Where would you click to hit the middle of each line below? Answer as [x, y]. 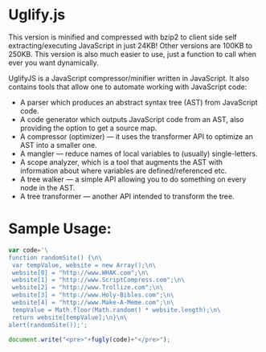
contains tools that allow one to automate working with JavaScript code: [128, 87]
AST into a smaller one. [59, 145]
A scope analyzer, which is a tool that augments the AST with [121, 162]
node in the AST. [47, 187]
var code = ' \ [28, 250]
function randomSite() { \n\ [55, 258]
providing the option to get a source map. [88, 128]
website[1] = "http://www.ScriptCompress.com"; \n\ [98, 280]
